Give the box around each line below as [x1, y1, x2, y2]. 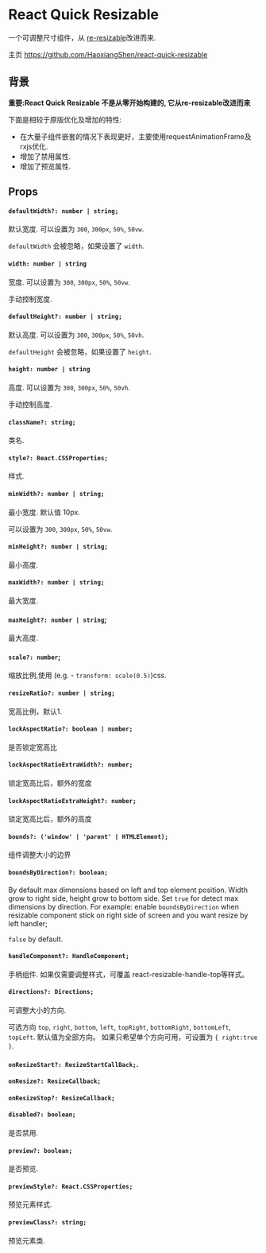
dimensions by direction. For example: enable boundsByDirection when [8, 902, 240, 911]
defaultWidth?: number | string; [8, 207, 119, 215]
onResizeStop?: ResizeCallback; [8, 1094, 115, 1102]
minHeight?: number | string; [8, 543, 109, 551]
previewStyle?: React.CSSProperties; [8, 1182, 133, 1190]
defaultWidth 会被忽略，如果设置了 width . [8, 241, 145, 251]
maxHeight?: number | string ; [8, 615, 107, 624]
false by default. [8, 934, 64, 944]
